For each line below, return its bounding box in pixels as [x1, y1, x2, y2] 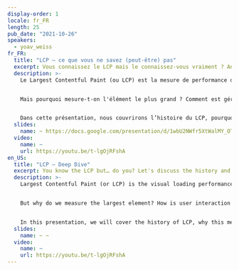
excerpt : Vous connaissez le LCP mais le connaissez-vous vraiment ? [14, 63, 224, 70]
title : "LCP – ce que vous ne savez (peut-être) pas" [14, 57, 176, 64]
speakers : [7, 37, 37, 44]
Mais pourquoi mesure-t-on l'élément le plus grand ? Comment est [20, 95, 221, 103]
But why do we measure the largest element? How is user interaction [20, 200, 231, 207]
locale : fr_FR [7, 17, 50, 24]
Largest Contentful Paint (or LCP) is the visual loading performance [20, 180, 234, 188]
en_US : [7, 154, 27, 161]
